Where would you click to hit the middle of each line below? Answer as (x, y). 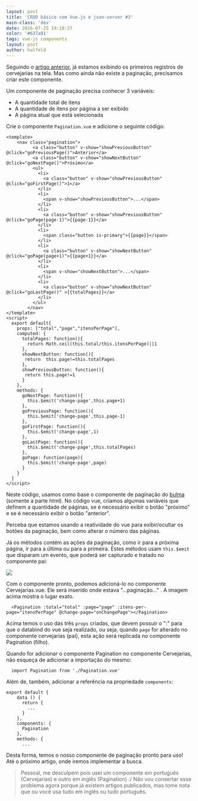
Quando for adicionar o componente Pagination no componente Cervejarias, (99, 653)
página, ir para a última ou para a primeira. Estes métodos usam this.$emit (98, 548)
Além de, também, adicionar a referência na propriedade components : (90, 681)
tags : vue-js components (37, 39)
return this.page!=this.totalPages (70, 359)
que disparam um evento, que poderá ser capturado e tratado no (85, 555)
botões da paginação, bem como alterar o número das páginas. (83, 531)
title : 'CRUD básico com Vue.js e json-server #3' (70, 17)
